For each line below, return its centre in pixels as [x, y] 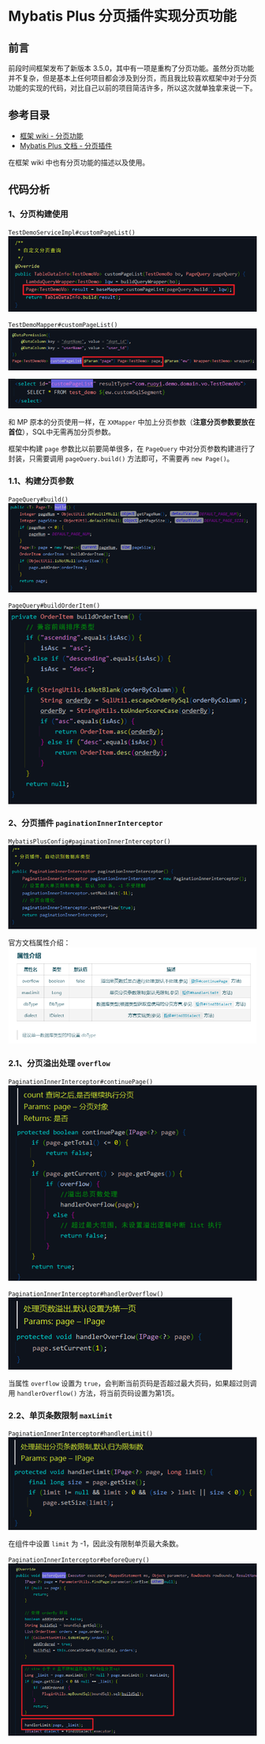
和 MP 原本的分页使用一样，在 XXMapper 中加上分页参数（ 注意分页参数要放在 [132, 422]
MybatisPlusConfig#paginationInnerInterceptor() [90, 842]
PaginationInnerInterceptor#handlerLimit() [81, 1434]
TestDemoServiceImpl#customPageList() [72, 233]
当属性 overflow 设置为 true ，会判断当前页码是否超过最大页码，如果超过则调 [132, 1383]
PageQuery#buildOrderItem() [54, 606]
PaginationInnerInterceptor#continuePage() [81, 1082]
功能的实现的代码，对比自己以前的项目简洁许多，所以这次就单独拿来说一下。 [132, 88]
